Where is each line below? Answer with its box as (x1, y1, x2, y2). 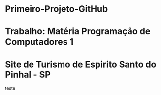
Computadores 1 (5, 36, 74, 47)
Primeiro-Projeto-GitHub (5, 3, 108, 15)
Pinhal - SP (5, 69, 51, 80)
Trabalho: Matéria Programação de (5, 26, 151, 37)
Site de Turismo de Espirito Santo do (5, 59, 157, 70)
